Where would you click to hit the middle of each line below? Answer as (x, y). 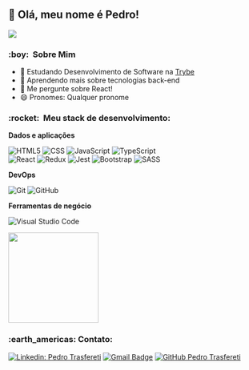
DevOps (22, 175)
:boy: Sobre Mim (42, 54)
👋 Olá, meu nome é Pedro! (74, 15)
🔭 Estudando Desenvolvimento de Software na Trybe (107, 72)
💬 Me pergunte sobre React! (66, 89)
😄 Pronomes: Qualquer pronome (74, 98)
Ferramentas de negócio (50, 206)
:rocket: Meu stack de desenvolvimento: (89, 119)
